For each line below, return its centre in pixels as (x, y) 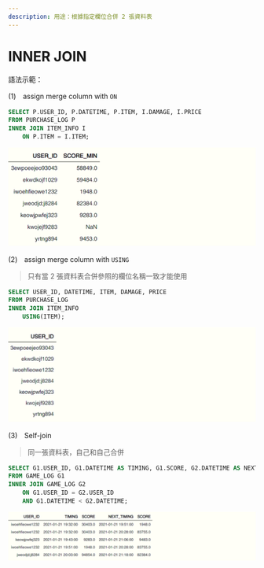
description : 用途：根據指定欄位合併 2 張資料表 (80, 17)
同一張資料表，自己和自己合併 (75, 452)
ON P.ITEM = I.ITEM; (56, 137)
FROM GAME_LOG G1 (37, 476)
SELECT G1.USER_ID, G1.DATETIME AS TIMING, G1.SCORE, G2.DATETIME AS (125, 468)
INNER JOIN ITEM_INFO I (47, 129)
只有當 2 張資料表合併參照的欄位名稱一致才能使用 (107, 276)
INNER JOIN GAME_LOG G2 (47, 485)
